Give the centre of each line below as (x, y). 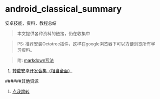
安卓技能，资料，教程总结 (31, 23)
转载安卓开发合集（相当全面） (42, 70)
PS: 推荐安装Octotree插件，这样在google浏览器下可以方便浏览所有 (84, 44)
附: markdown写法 (35, 60)
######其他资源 (22, 81)
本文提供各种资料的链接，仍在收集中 (54, 33)
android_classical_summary (64, 9)
